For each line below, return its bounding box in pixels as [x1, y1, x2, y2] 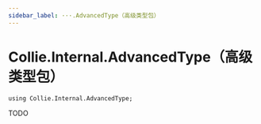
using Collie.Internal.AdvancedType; [8, 94, 133, 103]
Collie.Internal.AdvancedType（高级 [8, 48, 253, 66]
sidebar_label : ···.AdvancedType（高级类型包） [8, 11, 160, 20]
